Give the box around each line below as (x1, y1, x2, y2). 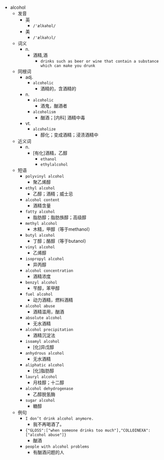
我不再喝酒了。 (32, 421, 64, 427)
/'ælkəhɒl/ (32, 23, 56, 29)
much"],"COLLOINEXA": (105, 428, 151, 433)
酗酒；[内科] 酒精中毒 (40, 115, 85, 120)
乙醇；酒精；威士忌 (32, 191, 74, 197)
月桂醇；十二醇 (32, 379, 64, 386)
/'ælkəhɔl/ (32, 35, 56, 40)
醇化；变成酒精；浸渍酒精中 (40, 132, 99, 138)
